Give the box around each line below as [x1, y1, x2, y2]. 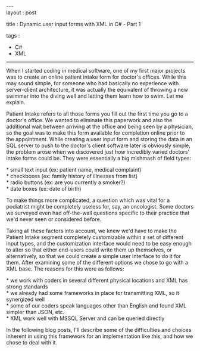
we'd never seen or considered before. [6, 216, 102, 223]
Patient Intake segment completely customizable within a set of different [6, 234, 183, 241]
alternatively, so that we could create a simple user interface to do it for [6, 253, 182, 259]
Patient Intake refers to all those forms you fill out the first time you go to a [6, 110, 189, 117]
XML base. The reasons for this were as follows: [6, 265, 124, 272]
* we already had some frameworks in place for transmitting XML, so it [6, 290, 180, 296]
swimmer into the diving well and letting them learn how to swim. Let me [6, 92, 183, 100]
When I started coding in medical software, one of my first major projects [6, 67, 186, 74]
